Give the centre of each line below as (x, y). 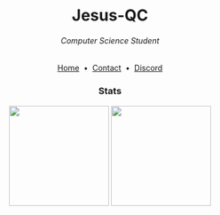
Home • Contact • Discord (110, 68)
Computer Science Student (110, 40)
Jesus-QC (110, 16)
